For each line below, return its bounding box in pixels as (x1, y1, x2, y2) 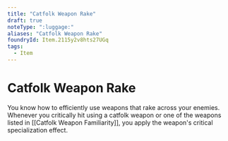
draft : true (7, 17, 42, 24)
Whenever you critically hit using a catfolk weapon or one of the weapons (7, 111, 222, 119)
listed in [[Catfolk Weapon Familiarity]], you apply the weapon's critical (7, 118, 213, 127)
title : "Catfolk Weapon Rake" (7, 10, 97, 18)
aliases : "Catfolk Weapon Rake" (7, 30, 102, 37)
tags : (7, 43, 23, 50)
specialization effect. (7, 125, 68, 134)
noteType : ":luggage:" (7, 23, 74, 30)
